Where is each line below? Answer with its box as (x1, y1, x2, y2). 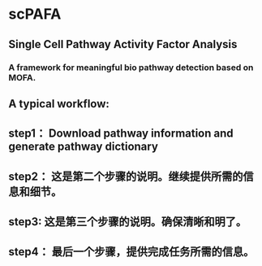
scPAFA (8, 5, 62, 24)
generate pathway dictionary (8, 140, 158, 154)
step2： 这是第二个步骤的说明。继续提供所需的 (8, 169, 243, 183)
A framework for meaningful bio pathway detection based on (8, 62, 254, 73)
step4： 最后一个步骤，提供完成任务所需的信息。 (8, 245, 255, 259)
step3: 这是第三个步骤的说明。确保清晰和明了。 (8, 215, 247, 229)
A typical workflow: (8, 97, 110, 111)
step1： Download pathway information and (8, 127, 234, 141)
